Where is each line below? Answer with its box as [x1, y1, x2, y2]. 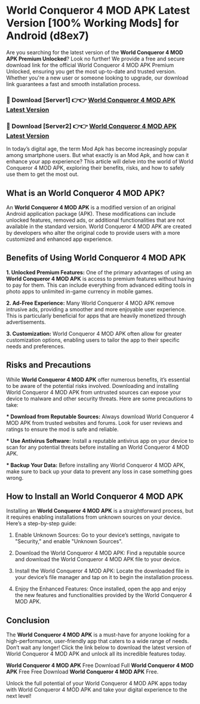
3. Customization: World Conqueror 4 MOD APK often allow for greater [6, 330, 182, 337]
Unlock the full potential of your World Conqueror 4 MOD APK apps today [6, 679, 187, 687]
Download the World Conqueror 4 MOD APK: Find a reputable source [14, 549, 185, 556]
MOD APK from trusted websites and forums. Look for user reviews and [6, 419, 183, 426]
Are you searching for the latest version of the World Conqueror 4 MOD [6, 48, 183, 56]
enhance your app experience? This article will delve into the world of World [6, 158, 194, 165]
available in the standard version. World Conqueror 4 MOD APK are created [6, 222, 192, 230]
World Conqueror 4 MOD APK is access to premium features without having [6, 275, 195, 282]
